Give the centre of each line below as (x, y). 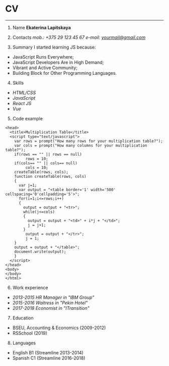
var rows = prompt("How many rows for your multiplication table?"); (89, 141)
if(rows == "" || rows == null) (48, 154)
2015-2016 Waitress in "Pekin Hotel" (50, 303)
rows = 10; (37, 159)
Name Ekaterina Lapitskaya (42, 27)
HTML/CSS (24, 93)
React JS (22, 103)
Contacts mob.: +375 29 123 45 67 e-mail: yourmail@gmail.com (79, 37)
